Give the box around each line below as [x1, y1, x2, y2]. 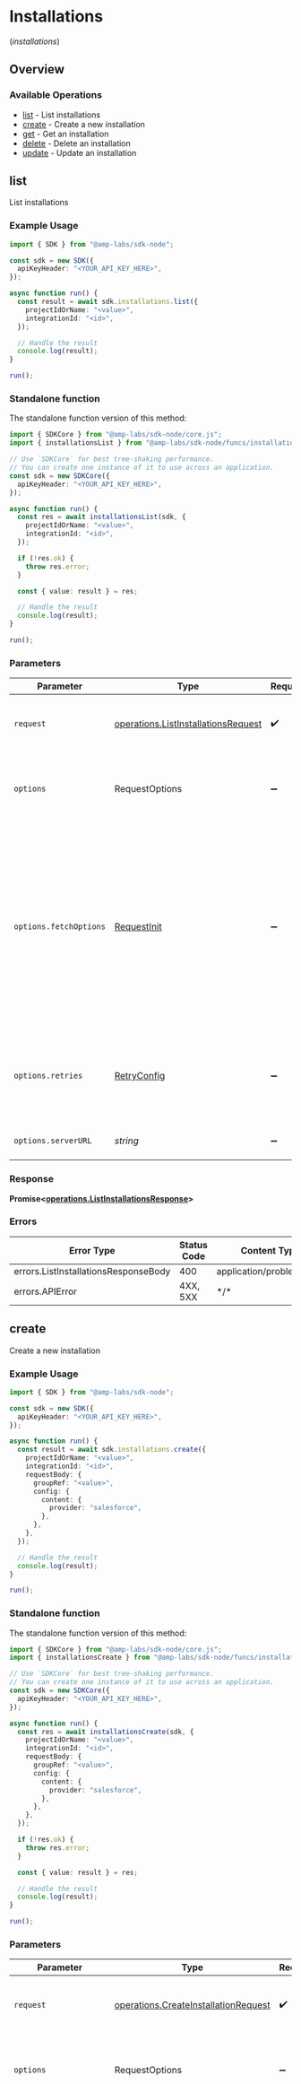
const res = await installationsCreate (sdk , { [17, 1727, 194, 1736]
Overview [9, 62, 65, 77]
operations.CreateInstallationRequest [114, 1999, 271, 2011]
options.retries [13, 1071, 83, 1081]
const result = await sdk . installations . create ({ [17, 1446, 206, 1454]
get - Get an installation [21, 128, 109, 139]
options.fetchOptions [13, 922, 106, 932]
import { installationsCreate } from [9, 1653, 150, 1663]
